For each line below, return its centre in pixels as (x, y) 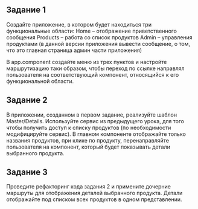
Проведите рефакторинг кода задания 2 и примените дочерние (88, 187)
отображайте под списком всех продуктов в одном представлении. (94, 199)
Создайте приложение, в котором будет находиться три (79, 24)
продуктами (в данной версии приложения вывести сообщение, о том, (98, 43)
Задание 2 (27, 100)
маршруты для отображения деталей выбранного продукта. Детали (94, 193)
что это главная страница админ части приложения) (74, 50)
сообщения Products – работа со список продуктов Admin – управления (99, 37)
